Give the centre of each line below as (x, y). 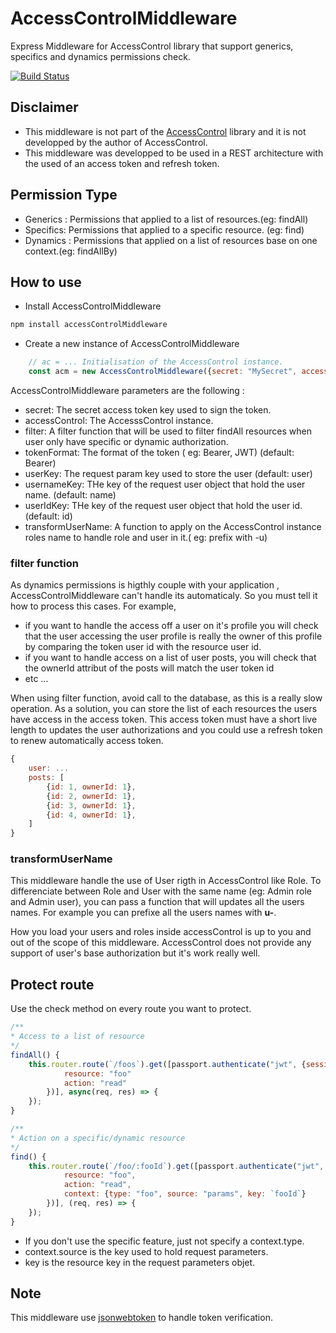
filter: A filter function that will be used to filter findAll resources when (168, 431)
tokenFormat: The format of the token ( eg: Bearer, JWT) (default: (159, 452)
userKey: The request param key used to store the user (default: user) (168, 473)
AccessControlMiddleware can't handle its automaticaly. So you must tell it (164, 596)
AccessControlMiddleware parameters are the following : (127, 390)
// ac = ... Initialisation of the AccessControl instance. (156, 362)
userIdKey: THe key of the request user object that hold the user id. (163, 505)
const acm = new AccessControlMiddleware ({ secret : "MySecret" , (163, 372)
